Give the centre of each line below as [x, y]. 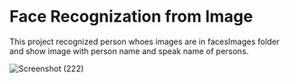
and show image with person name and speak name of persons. [129, 50]
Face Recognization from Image [131, 17]
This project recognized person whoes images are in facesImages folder [144, 41]
